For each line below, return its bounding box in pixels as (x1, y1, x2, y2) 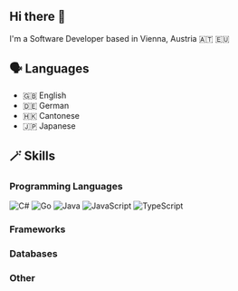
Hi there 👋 (9, 9, 66, 24)
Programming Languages (9, 179, 124, 192)
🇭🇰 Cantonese (22, 110, 80, 121)
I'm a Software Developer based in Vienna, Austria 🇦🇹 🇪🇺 (9, 33, 230, 44)
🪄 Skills (9, 149, 56, 164)
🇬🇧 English (22, 90, 67, 101)
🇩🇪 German (22, 100, 70, 111)
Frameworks (9, 223, 66, 236)
